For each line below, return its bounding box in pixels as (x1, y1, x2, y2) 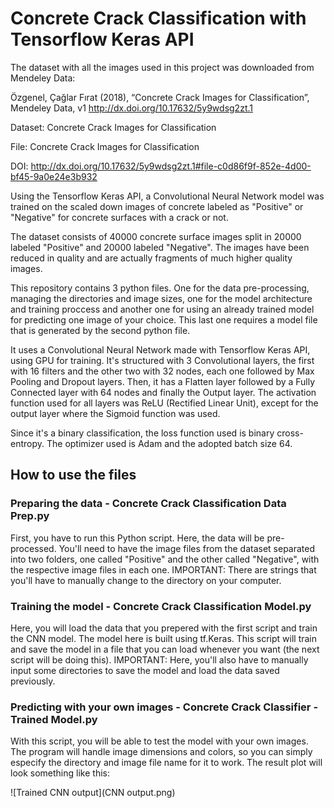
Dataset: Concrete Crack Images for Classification (10, 121, 217, 133)
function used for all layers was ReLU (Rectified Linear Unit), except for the (10, 397, 319, 409)
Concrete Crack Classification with (10, 7, 307, 30)
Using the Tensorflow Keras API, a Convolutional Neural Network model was (10, 190, 325, 202)
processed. (10, 542, 57, 554)
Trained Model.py (10, 712, 98, 726)
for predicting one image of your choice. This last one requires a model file (10, 313, 318, 326)
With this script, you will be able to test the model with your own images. (10, 735, 309, 747)
